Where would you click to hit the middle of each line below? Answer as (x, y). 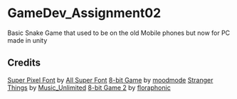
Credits (24, 63)
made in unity (27, 40)
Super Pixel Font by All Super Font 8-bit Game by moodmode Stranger (110, 80)
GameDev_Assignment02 (84, 13)
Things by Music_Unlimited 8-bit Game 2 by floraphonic (89, 88)
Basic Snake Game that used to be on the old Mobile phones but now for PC (119, 33)
